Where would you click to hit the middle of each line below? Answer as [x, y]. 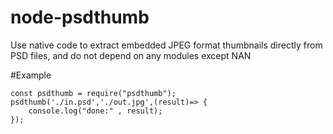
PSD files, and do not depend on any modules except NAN [131, 55]
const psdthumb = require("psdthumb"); [93, 93]
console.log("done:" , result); [95, 111]
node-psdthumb [80, 17]
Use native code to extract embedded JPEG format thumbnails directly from [166, 45]
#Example [31, 75]
